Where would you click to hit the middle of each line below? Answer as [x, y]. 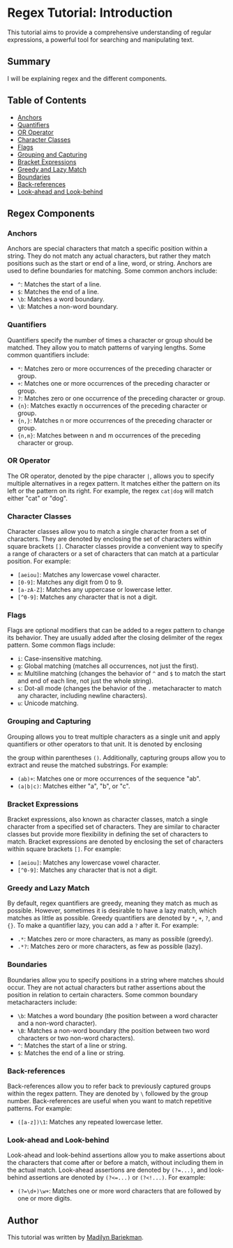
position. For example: [39, 561]
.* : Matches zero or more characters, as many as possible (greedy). [115, 939]
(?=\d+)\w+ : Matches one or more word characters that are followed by [119, 1191]
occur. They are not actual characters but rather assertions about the [106, 987]
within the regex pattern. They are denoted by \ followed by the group [108, 1093]
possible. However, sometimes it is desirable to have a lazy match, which [112, 910]
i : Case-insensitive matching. [60, 659]
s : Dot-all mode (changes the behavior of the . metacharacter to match [119, 688]
